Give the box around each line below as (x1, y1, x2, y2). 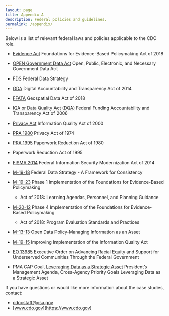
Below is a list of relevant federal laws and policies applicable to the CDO (5, 35, 157, 42)
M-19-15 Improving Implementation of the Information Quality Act (12, 239, 148, 245)
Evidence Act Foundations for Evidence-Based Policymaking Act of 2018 (12, 51, 164, 57)
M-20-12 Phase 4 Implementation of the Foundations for (12, 204, 130, 210)
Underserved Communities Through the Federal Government (12, 254, 139, 260)
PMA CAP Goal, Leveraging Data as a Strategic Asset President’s (12, 264, 147, 270)
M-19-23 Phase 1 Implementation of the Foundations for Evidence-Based (12, 179, 164, 185)
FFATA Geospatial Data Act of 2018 (12, 95, 85, 101)
